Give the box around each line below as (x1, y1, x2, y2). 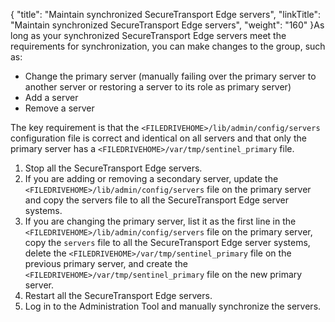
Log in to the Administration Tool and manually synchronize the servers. (24, 300, 322, 312)
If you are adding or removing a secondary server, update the (24, 173, 279, 184)
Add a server (24, 92, 79, 103)
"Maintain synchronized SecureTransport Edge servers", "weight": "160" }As (10, 19, 325, 31)
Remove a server (24, 102, 95, 114)
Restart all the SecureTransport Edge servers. (24, 290, 213, 301)
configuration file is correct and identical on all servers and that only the (10, 132, 307, 144)
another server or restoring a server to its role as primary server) (24, 81, 292, 93)
